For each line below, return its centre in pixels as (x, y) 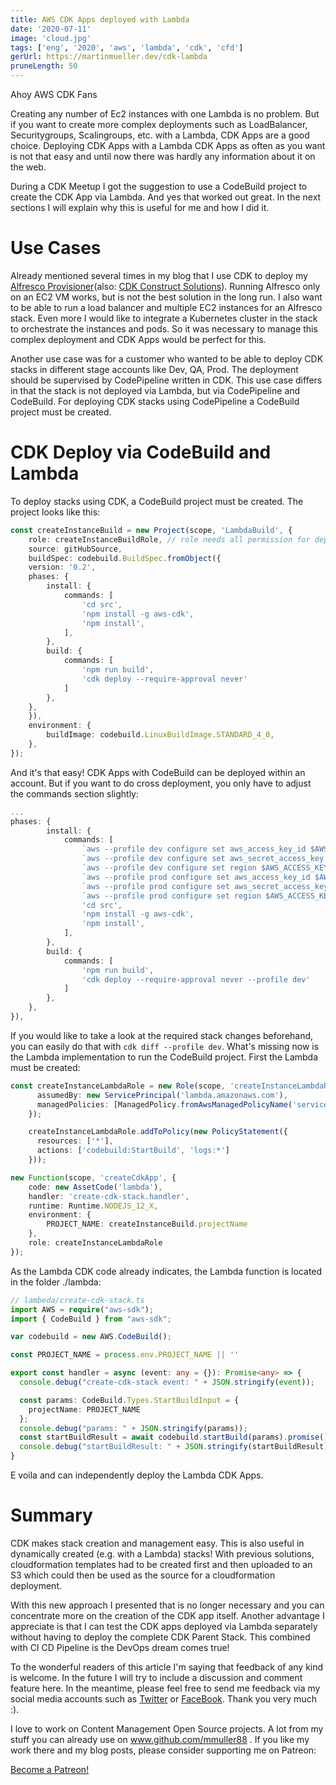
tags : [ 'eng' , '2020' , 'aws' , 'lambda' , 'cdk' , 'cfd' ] (127, 47)
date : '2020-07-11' (51, 29)
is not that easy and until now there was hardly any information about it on (163, 156)
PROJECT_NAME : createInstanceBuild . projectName (147, 1224)
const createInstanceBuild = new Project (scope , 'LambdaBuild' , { (151, 530)
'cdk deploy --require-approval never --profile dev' (196, 979)
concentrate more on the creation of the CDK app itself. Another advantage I (167, 1615)
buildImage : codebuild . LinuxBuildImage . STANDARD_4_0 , (160, 735)
